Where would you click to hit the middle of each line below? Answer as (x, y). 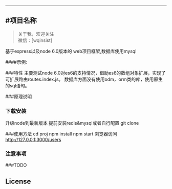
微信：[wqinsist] (35, 40)
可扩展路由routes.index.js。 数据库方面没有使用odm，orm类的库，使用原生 (84, 79)
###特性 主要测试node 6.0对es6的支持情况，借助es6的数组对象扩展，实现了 (86, 73)
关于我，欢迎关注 (36, 34)
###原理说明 (19, 96)
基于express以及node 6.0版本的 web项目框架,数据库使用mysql (71, 51)
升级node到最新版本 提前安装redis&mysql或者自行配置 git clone (72, 123)
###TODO (16, 165)
